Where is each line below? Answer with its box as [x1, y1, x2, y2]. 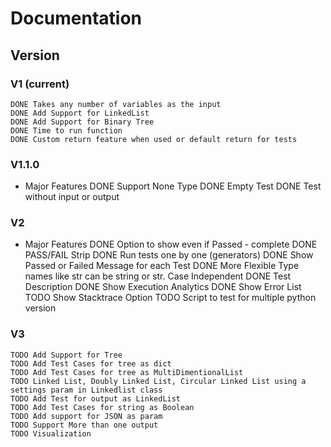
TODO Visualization [10, 428, 92, 439]
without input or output [24, 191, 120, 203]
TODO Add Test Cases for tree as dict [10, 358, 172, 369]
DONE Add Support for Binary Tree [10, 117, 155, 127]
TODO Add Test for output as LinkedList [10, 393, 182, 404]
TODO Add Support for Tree [10, 350, 123, 360]
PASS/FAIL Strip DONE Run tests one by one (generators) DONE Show [24, 249, 314, 261]
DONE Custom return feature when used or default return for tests [10, 134, 298, 144]
